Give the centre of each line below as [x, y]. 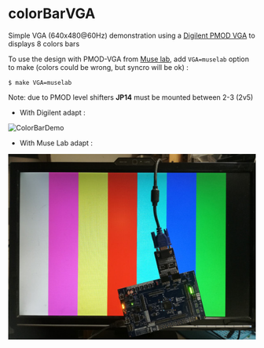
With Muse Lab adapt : [56, 143]
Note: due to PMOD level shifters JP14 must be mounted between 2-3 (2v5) [131, 97]
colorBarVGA [52, 14]
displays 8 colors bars [44, 43]
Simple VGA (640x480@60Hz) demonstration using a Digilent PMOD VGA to [132, 35]
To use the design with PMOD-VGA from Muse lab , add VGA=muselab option [129, 59]
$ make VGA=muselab [40, 82]
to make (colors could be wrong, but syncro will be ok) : [98, 67]
